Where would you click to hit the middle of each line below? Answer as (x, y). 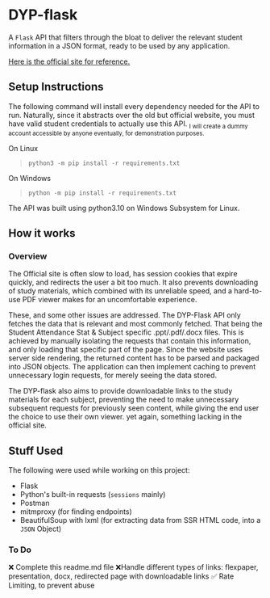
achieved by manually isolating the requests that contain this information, (130, 341)
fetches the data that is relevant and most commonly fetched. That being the (135, 324)
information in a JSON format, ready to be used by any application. (119, 45)
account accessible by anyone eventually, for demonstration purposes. (106, 133)
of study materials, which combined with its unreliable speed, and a (120, 291)
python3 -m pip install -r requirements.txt (104, 163)
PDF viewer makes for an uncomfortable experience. (110, 300)
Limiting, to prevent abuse (52, 585)
